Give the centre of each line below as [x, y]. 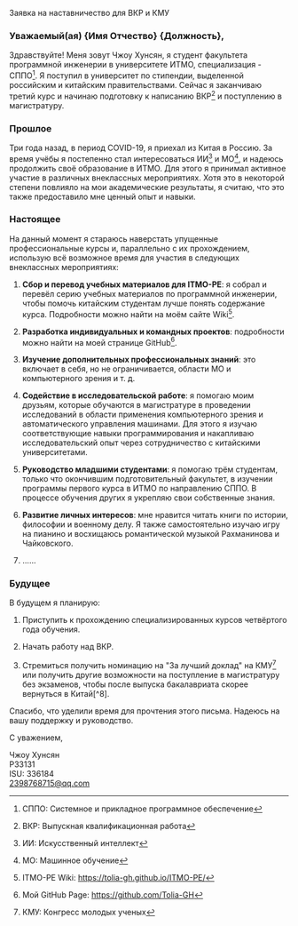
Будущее [30, 584]
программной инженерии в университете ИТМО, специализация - [135, 65]
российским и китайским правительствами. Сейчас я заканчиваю [135, 84]
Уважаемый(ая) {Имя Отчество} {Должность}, [117, 36]
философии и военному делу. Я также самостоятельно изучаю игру [151, 524]
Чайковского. [47, 543]
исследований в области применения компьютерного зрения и [142, 415]
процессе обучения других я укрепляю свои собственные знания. [149, 498]
